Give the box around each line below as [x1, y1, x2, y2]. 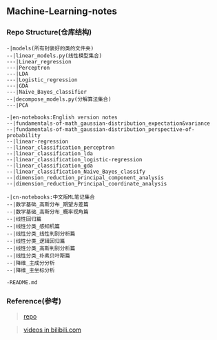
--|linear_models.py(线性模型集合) [6, 52, 103, 59]
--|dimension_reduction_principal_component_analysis [6, 174, 165, 181]
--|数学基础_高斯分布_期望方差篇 [6, 201, 89, 208]
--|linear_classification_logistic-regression [6, 156, 143, 163]
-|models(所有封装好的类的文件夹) [6, 45, 94, 52]
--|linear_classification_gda [6, 162, 94, 169]
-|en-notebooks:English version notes [6, 114, 118, 121]
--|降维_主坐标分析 [6, 267, 55, 274]
